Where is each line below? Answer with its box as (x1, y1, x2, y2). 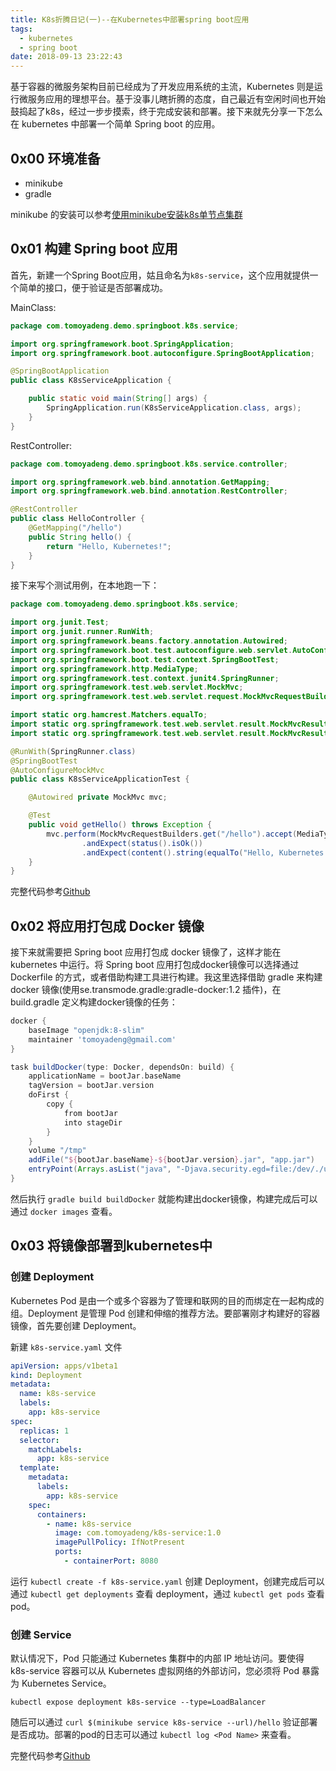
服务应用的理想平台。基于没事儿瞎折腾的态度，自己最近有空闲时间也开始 (27, 93, 326, 105)
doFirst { (28, 1090, 70, 1100)
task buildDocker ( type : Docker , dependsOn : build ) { (10, 1062, 235, 1072)
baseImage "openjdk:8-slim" (28, 1025, 145, 1035)
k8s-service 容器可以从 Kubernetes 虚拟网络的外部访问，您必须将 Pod (10, 1665, 300, 1677)
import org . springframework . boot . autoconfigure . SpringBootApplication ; (10, 348, 315, 358)
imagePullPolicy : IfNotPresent (54, 1537, 186, 1548)
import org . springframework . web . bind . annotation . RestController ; (10, 486, 288, 496)
